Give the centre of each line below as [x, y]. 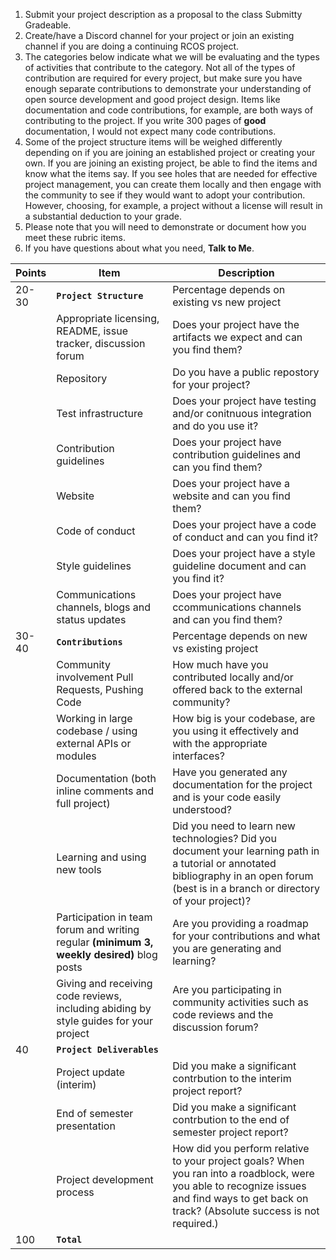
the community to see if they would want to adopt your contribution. [165, 195]
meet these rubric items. [75, 237]
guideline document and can [239, 566]
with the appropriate [220, 743]
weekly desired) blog [107, 954]
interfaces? [198, 756]
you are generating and [227, 948]
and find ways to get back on [240, 1198]
